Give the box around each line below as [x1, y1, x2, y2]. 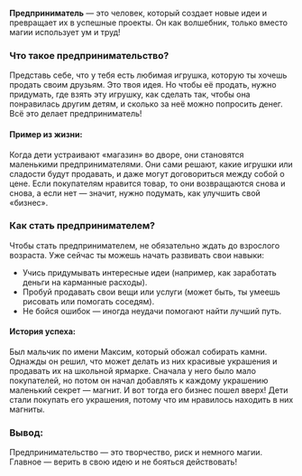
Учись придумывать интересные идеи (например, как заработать [22, 266, 277, 278]
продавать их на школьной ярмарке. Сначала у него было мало [9, 366, 257, 376]
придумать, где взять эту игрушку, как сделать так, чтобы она [9, 89, 251, 100]
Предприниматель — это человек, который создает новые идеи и [9, 8, 268, 18]
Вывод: [9, 426, 43, 439]
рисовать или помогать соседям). [22, 295, 155, 306]
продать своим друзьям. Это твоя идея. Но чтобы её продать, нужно [9, 79, 277, 90]
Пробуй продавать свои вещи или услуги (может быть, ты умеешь [22, 286, 281, 297]
